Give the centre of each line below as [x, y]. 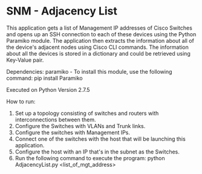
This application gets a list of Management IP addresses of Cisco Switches [99, 28]
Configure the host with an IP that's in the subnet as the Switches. [97, 152]
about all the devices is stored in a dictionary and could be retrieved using [98, 53]
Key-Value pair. [25, 60]
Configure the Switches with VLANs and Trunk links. [80, 126]
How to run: [21, 101]
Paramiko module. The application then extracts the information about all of [100, 40]
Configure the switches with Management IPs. [73, 132]
